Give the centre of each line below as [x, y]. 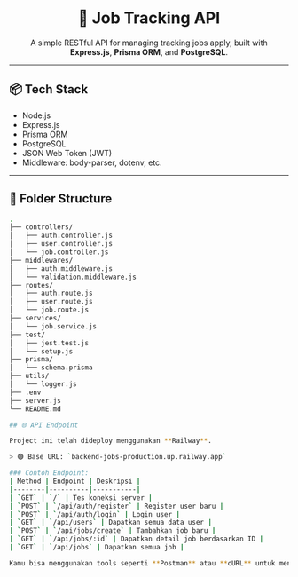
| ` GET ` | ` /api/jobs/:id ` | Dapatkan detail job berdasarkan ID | [137, 539]
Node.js [36, 115]
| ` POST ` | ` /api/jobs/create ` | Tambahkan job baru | [113, 531]
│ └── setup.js [41, 351]
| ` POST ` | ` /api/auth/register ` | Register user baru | [117, 506]
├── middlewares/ [41, 260]
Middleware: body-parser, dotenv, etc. [92, 162]
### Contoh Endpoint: [49, 473]
